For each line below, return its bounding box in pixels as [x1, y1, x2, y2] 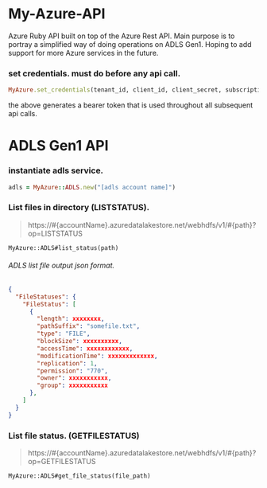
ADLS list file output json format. [8, 260, 115, 271]
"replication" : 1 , [37, 359, 98, 367]
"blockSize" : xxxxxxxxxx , [37, 338, 123, 346]
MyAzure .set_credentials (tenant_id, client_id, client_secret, [8, 86, 222, 94]
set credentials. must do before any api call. [8, 68, 181, 79]
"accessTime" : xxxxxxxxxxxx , [37, 344, 133, 353]
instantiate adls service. [8, 165, 104, 176]
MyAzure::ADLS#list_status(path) [8, 244, 119, 252]
